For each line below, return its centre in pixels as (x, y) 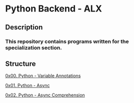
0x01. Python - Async (28, 85)
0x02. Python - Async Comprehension (45, 95)
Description (24, 27)
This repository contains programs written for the (67, 41)
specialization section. (33, 47)
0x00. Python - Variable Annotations (43, 76)
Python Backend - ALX (54, 9)
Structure (21, 64)
